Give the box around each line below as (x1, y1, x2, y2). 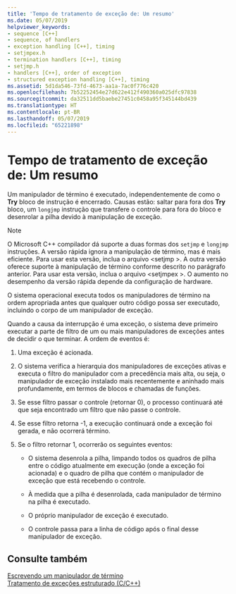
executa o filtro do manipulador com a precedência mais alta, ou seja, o (17, 369, 225, 378)
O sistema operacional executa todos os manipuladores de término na (7, 291, 211, 299)
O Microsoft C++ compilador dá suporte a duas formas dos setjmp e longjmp (7, 240, 229, 249)
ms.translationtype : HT (7, 102, 77, 109)
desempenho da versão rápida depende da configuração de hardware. (7, 278, 213, 286)
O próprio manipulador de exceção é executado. (27, 512, 169, 520)
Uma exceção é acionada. (17, 348, 94, 357)
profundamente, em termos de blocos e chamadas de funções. (17, 385, 201, 393)
